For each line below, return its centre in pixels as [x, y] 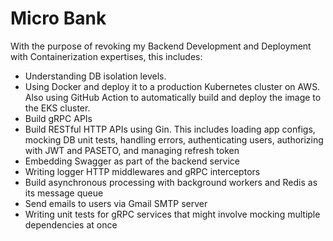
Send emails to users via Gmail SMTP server [116, 203]
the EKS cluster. [57, 108]
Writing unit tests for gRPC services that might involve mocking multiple [172, 214]
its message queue [64, 193]
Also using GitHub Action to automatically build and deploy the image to [173, 97]
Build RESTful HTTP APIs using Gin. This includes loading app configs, [170, 129]
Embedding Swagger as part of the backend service [132, 161]
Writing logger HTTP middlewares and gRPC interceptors [142, 171]
